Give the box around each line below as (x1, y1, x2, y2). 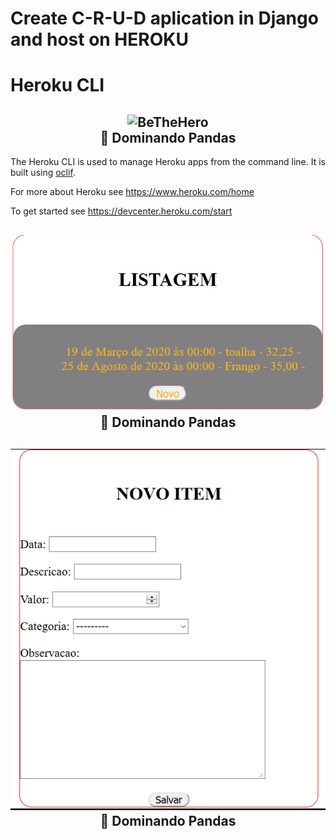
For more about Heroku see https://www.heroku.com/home (10, 186, 255, 198)
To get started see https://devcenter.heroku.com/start (10, 205, 233, 217)
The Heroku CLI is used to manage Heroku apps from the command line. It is (10, 156, 326, 168)
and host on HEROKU (10, 28, 189, 51)
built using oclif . (10, 167, 76, 179)
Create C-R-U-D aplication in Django (10, 7, 319, 30)
